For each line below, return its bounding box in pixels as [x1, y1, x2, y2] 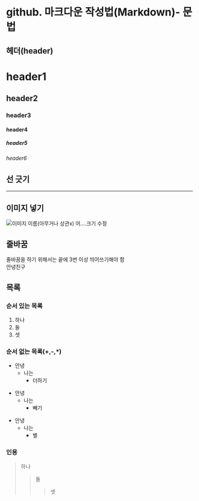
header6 [6, 154, 27, 161]
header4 [6, 126, 28, 133]
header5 [6, 139, 28, 147]
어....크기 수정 [75, 220, 107, 227]
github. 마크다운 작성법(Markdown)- [6, 5, 181, 19]
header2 [6, 93, 38, 104]
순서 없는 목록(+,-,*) [6, 347, 62, 356]
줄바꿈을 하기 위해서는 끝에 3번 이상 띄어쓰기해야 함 [6, 256, 125, 263]
